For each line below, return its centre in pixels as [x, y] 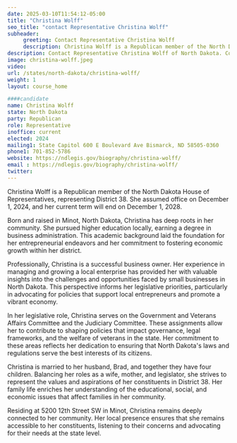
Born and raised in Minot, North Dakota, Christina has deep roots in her [110, 220]
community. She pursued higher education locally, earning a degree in [109, 228]
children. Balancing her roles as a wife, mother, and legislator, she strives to [117, 374]
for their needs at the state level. [54, 433]
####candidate [28, 99]
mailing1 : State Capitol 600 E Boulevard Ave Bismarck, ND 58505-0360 [113, 145]
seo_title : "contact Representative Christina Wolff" [88, 27]
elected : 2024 [28, 139]
